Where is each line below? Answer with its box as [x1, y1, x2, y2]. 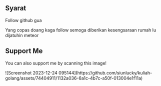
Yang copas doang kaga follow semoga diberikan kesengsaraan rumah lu [5, 27, 156, 33]
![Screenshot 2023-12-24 [5, 69, 57, 75]
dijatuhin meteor [5, 32, 39, 38]
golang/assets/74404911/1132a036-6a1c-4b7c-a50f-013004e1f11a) [5, 75, 143, 81]
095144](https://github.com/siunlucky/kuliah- [58, 69, 152, 75]
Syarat [5, 4, 26, 12]
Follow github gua [5, 17, 42, 23]
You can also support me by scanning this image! [5, 60, 106, 66]
